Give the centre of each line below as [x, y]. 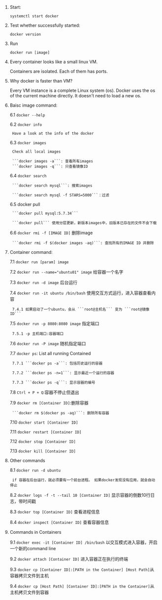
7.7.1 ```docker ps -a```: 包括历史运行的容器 [57, 363]
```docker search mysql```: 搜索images [52, 186]
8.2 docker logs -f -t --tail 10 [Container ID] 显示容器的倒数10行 [80, 495]
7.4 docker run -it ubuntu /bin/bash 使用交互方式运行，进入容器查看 [81, 293]
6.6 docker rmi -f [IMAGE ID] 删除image [51, 233]
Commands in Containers [35, 532]
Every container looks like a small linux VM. [54, 62]
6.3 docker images [28, 142]
